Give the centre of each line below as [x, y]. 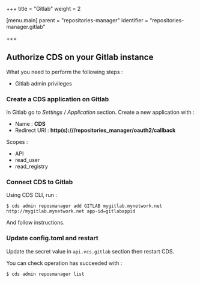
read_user [27, 160]
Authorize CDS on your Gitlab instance [80, 58]
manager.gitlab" [26, 27]
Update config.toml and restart [52, 238]
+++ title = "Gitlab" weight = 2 [44, 9]
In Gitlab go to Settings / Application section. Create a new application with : [100, 112]
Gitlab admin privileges [43, 83]
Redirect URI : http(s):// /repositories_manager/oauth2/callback [95, 130]
